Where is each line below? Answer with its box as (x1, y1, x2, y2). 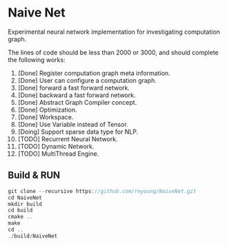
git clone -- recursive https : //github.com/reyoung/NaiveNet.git (8, 187, 197, 194)
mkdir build (8, 201, 42, 207)
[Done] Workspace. (17, 112, 74, 121)
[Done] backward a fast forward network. (17, 91, 136, 99)
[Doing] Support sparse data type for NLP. (17, 127, 139, 136)
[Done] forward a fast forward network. (17, 83, 130, 92)
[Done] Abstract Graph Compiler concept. (17, 98, 137, 106)
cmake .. (8, 214, 33, 221)
